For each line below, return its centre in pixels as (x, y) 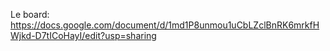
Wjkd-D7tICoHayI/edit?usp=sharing (83, 35)
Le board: (30, 14)
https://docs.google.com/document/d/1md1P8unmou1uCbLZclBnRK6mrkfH (165, 25)
